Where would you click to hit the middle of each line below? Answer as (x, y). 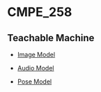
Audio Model (36, 68)
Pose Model (34, 82)
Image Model (36, 54)
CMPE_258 (40, 12)
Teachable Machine (51, 38)
